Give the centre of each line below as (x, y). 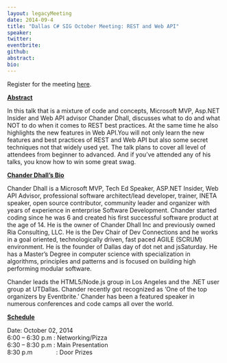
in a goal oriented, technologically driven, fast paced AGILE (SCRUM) (105, 239)
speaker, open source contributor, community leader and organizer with (109, 202)
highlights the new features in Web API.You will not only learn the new (106, 132)
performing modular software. (50, 268)
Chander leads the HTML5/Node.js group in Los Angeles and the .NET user (113, 281)
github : (18, 52)
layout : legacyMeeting (39, 13)
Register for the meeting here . (49, 84)
